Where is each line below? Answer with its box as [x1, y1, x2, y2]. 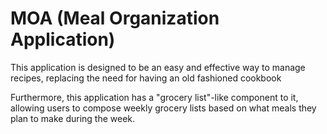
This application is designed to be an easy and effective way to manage [10, 61, 306, 73]
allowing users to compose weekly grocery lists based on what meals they [10, 102, 317, 114]
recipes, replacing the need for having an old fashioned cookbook [10, 72, 282, 84]
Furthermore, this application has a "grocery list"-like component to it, [10, 91, 299, 103]
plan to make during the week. [10, 112, 136, 124]
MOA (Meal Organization [10, 7, 220, 30]
